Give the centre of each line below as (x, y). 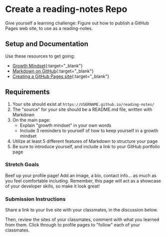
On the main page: (31, 120)
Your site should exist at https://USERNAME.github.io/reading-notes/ (83, 104)
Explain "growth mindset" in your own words (65, 125)
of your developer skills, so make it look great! (52, 186)
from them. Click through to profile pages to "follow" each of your (73, 225)
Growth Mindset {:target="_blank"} (48, 65)
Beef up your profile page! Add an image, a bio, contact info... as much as (81, 175)
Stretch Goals (22, 165)
